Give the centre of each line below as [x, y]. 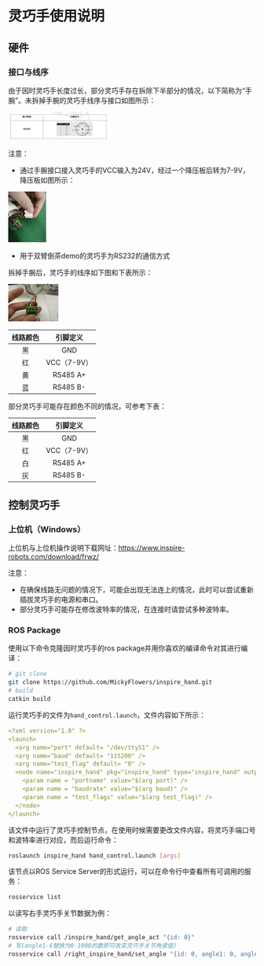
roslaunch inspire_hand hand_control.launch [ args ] [94, 855]
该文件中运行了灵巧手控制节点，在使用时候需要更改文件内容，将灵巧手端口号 [132, 830]
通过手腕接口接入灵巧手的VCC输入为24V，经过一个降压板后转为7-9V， [134, 171]
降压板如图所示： [47, 180]
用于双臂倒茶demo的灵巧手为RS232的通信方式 [95, 256]
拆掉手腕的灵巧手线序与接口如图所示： [94, 100]
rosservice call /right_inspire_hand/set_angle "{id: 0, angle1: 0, [123, 954]
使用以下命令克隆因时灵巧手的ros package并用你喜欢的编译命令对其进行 [125, 648]
